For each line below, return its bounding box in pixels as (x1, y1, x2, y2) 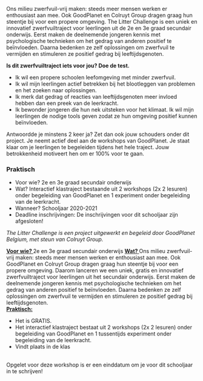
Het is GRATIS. (15, 317, 52, 325)
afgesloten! (15, 218, 44, 225)
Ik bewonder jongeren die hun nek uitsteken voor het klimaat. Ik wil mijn (15, 106, 194, 113)
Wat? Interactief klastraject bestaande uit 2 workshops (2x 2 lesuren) (15, 185, 188, 193)
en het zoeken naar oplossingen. (15, 87, 97, 93)
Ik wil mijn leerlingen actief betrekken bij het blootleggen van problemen (15, 80, 196, 87)
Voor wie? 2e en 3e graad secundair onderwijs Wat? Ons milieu (6, 248, 165, 255)
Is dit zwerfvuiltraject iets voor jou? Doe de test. (6, 62, 130, 69)
